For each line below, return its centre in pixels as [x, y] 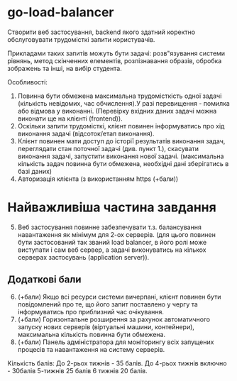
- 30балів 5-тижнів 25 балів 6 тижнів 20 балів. [77, 370]
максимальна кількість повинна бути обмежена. [91, 334]
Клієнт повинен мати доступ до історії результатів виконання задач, [121, 141]
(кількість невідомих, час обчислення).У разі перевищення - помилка [124, 103]
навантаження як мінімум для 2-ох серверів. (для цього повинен [117, 234]
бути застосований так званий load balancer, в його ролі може [112, 242]
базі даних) [34, 171]
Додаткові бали [44, 280]
